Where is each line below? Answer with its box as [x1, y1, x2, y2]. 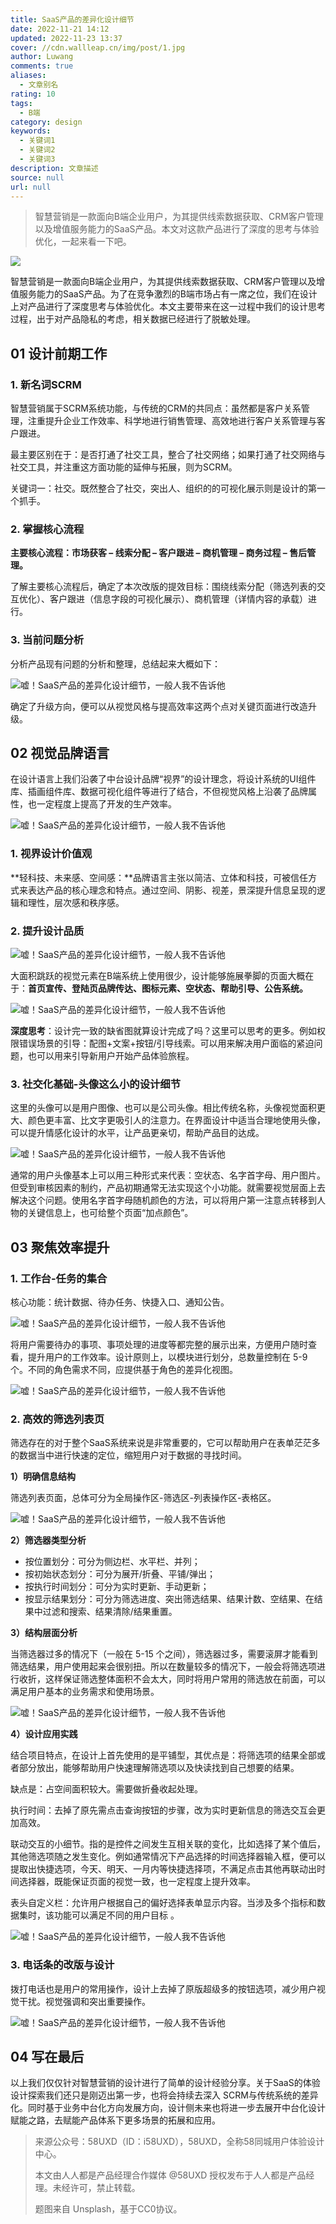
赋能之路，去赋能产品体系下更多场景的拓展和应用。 [10, 2114, 221, 2126]
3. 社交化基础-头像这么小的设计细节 [10, 1077, 182, 1091]
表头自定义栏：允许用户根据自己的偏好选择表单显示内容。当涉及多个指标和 [10, 1897, 317, 1909]
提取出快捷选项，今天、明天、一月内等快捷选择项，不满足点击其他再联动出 [10, 1863, 317, 1875]
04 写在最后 [10, 2049, 85, 2066]
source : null [10, 172, 65, 183]
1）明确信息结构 [10, 1471, 77, 1483]
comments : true [10, 61, 74, 71]
